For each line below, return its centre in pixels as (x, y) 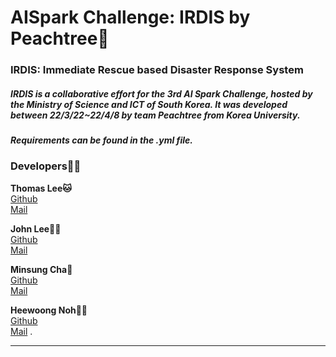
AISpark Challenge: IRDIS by (130, 17)
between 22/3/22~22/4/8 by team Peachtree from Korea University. (155, 115)
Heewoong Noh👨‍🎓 (49, 310)
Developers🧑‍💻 (46, 166)
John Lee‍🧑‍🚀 (36, 228)
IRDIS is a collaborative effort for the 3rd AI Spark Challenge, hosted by (161, 93)
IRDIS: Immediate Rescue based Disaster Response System (157, 70)
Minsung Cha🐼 (41, 269)
